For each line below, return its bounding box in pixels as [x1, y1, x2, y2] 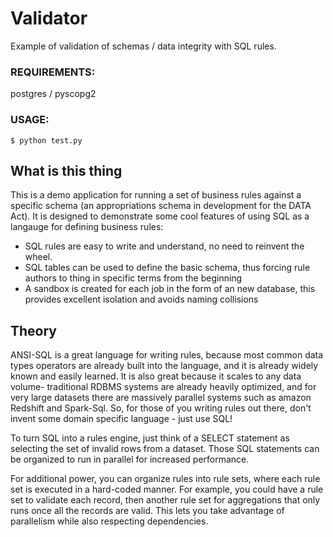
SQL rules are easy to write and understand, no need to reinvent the [24, 240, 305, 252]
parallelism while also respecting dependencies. [10, 515, 209, 527]
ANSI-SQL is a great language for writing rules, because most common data [10, 349, 324, 361]
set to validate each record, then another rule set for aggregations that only [10, 494, 321, 506]
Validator [10, 7, 88, 30]
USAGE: [10, 113, 50, 127]
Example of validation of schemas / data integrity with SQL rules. [10, 40, 277, 52]
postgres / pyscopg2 [10, 88, 97, 100]
